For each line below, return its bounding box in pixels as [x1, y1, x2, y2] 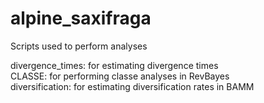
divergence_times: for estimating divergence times [10, 59, 219, 71]
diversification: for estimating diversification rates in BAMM [10, 80, 255, 92]
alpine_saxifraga [10, 7, 152, 30]
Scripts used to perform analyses [10, 40, 148, 52]
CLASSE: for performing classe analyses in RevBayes [10, 70, 230, 82]
